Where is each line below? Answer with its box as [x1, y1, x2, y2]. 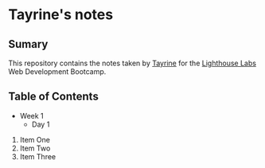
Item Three [19, 151, 57, 161]
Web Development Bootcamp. [8, 67, 107, 76]
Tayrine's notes [8, 6, 114, 24]
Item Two [19, 143, 51, 153]
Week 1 [19, 111, 44, 120]
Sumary [8, 37, 49, 51]
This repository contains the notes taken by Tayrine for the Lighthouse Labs [8, 58, 257, 68]
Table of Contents [8, 90, 99, 104]
